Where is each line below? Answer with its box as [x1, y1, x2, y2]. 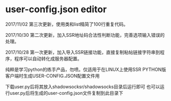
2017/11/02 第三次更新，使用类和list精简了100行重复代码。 [5, 21, 128, 27]
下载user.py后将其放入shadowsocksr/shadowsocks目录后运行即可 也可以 [5, 83, 160, 90]
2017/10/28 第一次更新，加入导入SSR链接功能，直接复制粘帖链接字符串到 [5, 49, 160, 55]
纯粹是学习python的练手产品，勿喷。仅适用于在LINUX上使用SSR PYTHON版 [5, 66, 166, 72]
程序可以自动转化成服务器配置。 [14, 55, 82, 62]
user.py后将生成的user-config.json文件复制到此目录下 [9, 90, 123, 96]
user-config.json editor [5, 4, 107, 15]
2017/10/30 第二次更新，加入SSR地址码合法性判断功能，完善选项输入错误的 [5, 32, 165, 38]
